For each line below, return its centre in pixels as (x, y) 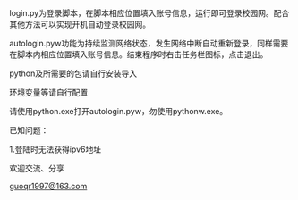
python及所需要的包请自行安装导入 (73, 73)
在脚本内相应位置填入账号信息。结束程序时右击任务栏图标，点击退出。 (139, 54)
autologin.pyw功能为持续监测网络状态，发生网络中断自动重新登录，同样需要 (149, 43)
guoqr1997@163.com (48, 186)
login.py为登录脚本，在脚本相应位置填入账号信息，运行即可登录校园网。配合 (149, 13)
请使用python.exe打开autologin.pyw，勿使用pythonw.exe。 (119, 111)
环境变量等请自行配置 (48, 92)
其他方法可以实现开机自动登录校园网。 (80, 24)
